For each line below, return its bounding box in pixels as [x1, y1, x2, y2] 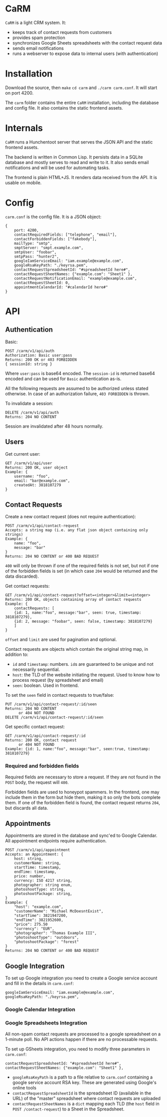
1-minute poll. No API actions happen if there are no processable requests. [5, 1036, 158, 1042]
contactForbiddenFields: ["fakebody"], [14, 236, 97, 242]
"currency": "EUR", [14, 926, 55, 931]
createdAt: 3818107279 [14, 482, 61, 488]
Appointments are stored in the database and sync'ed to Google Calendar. [5, 832, 158, 838]
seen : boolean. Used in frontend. [12, 682, 79, 688]
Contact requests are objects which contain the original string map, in [5, 646, 149, 652]
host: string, [14, 856, 43, 861]
